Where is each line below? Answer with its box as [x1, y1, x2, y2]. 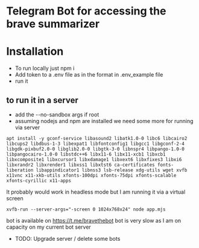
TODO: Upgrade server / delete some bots [14, 235, 121, 242]
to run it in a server [6, 95, 78, 105]
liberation [6, 167, 34, 173]
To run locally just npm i [14, 65, 75, 72]
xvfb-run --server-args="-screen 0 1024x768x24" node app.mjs [6, 206, 166, 212]
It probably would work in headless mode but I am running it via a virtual [6, 188, 186, 196]
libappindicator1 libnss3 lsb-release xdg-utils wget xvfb [36, 167, 188, 173]
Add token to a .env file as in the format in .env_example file [14, 71, 163, 78]
